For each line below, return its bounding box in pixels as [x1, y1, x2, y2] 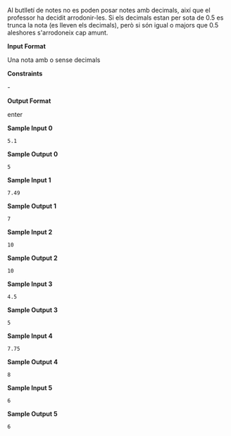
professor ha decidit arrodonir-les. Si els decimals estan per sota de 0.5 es [7, 13, 224, 22]
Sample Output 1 [7, 202, 56, 210]
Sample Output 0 [7, 150, 58, 158]
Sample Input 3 [7, 280, 53, 288]
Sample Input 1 [7, 176, 51, 184]
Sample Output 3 [7, 306, 58, 314]
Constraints [7, 70, 43, 77]
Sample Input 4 [7, 332, 53, 340]
